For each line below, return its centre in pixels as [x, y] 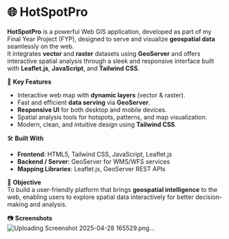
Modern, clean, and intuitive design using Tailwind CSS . [97, 124]
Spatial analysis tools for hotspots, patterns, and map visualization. [112, 117]
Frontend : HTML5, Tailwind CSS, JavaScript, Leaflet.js [94, 154]
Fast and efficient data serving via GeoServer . [83, 102]
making [18, 204]
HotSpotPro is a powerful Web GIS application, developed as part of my [109, 31]
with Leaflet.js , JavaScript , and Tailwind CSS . [73, 68]
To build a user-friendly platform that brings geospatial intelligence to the [112, 189]
